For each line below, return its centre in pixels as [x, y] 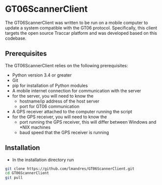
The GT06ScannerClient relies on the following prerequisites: [67, 65]
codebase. [16, 38]
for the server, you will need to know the [53, 96]
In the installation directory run [43, 159]
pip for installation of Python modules [50, 85]
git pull [14, 178]
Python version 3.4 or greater [42, 75]
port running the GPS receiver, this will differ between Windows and [88, 122]
